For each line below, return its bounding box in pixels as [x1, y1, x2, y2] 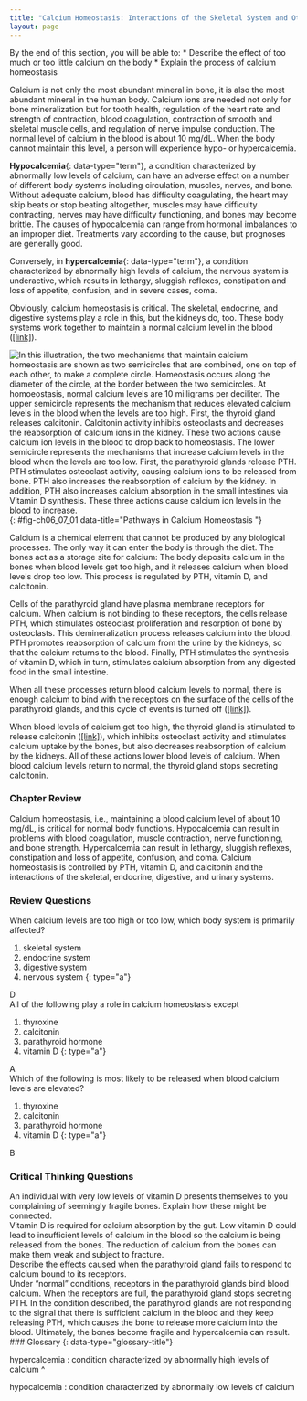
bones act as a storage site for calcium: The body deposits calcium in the [9, 551, 286, 562]
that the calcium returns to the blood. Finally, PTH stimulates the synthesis [9, 646, 290, 658]
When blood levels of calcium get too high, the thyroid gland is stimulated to [9, 721, 296, 732]
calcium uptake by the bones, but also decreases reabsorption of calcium [9, 740, 287, 751]
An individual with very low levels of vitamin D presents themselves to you [9, 1191, 289, 1202]
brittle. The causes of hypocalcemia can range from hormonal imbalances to [9, 218, 298, 229]
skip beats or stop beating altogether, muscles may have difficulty [9, 198, 258, 210]
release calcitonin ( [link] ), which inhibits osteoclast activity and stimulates [9, 730, 287, 741]
